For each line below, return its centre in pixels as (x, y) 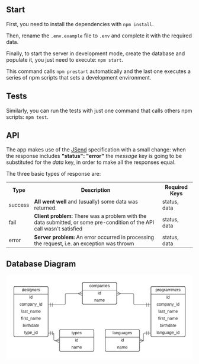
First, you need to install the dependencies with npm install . (80, 24)
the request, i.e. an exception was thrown (84, 243)
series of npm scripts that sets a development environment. (79, 77)
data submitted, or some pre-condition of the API (94, 223)
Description (96, 190)
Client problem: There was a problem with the (90, 216)
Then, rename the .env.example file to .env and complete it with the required (99, 36)
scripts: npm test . (27, 117)
